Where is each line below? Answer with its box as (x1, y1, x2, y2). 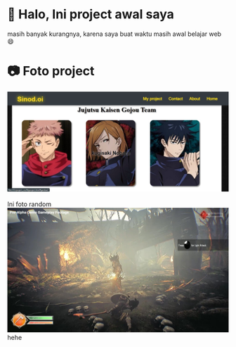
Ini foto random (7, 200, 51, 208)
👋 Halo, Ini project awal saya (7, 6, 174, 23)
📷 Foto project (7, 63, 95, 80)
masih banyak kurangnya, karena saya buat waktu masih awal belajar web (7, 30, 222, 38)
